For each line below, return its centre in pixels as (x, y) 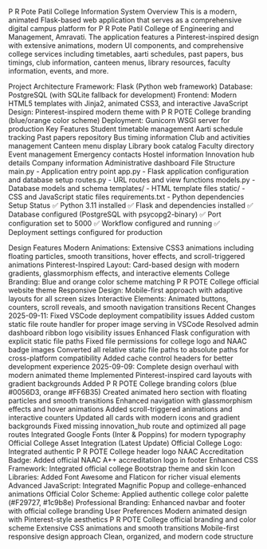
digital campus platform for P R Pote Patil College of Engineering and (121, 28)
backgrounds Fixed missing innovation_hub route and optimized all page (127, 426)
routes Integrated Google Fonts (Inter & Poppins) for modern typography (127, 434)
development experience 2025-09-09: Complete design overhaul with (124, 366)
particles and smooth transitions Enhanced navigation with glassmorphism (130, 400)
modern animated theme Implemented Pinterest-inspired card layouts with (130, 375)
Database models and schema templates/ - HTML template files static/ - (127, 188)
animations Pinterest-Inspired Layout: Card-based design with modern (124, 265)
